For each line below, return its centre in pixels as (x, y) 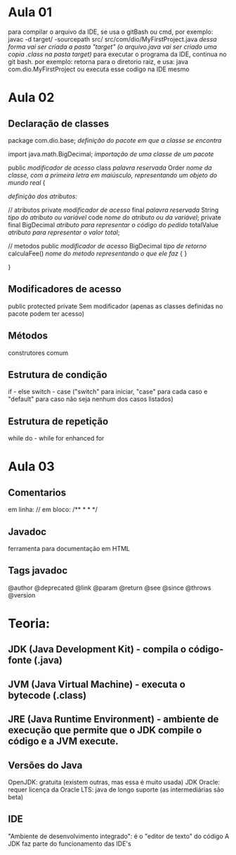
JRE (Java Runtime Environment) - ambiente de (113, 720)
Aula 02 (31, 97)
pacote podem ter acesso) (46, 313)
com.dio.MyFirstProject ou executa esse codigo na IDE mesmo (99, 69)
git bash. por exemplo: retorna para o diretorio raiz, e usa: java (98, 61)
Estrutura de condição (58, 375)
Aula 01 (30, 12)
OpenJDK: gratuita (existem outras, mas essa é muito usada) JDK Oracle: (114, 782)
